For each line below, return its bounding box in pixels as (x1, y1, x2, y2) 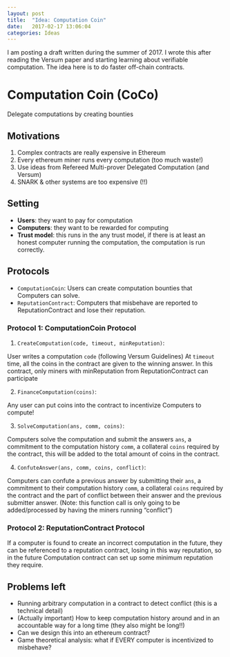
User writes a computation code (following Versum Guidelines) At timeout (7, 352, 215, 360)
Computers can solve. (17, 291, 80, 299)
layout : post (7, 10, 45, 17)
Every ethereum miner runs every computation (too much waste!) (17, 156, 204, 164)
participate (7, 374, 38, 382)
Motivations (7, 130, 60, 142)
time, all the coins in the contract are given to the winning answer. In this (7, 359, 213, 368)
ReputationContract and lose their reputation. (17, 305, 146, 314)
